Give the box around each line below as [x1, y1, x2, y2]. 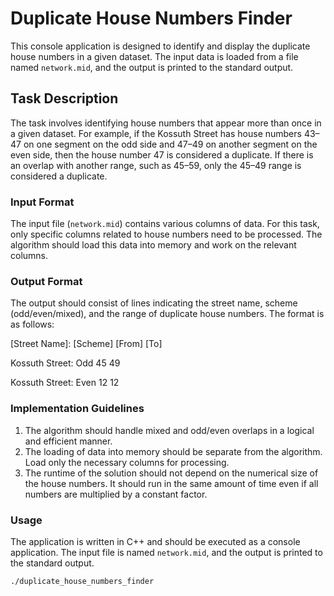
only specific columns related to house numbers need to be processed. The [10, 228, 323, 241]
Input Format [10, 195, 75, 209]
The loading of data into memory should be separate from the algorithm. [24, 445, 323, 457]
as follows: [10, 318, 55, 331]
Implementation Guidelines [10, 402, 145, 416]
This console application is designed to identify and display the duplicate [10, 40, 311, 52]
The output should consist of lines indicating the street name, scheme [10, 297, 298, 309]
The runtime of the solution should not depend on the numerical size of [24, 467, 319, 479]
